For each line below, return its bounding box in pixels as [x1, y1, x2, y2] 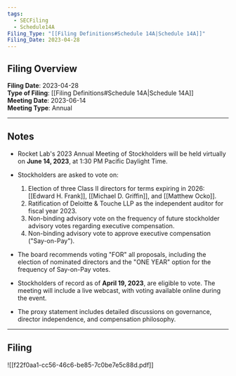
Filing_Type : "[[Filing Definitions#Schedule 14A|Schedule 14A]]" [7, 30, 206, 37]
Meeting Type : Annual [7, 104, 72, 112]
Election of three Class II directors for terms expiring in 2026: [27, 184, 205, 192]
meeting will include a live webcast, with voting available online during [17, 286, 221, 294]
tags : [7, 10, 23, 18]
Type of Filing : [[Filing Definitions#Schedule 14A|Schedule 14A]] [7, 89, 195, 97]
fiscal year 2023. [27, 206, 77, 215]
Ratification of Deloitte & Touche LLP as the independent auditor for [27, 199, 223, 208]
